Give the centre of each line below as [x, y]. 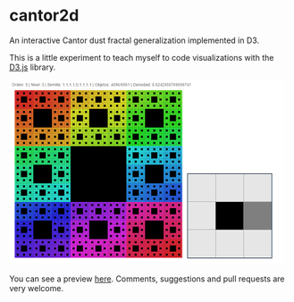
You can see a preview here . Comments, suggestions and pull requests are [147, 279]
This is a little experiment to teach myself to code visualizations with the [142, 57]
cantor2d [44, 16]
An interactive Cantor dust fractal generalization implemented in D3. [134, 40]
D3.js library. [33, 67]
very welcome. [37, 288]
